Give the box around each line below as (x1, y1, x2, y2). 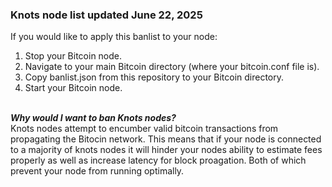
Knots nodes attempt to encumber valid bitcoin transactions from (10, 123, 279, 135)
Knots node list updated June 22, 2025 (10, 8, 203, 22)
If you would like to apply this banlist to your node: (10, 31, 218, 43)
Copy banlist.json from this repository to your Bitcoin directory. (24, 71, 285, 83)
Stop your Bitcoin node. (24, 50, 123, 62)
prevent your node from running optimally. (10, 165, 185, 177)
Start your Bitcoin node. (24, 82, 123, 94)
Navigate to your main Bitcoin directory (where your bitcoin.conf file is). (24, 61, 320, 73)
